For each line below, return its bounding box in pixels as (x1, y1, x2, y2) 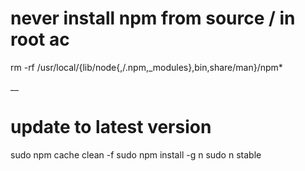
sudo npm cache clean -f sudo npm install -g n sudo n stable (10, 148, 262, 161)
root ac (10, 28, 70, 51)
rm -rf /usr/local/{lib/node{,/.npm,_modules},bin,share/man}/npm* (10, 61, 283, 73)
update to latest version (10, 116, 212, 139)
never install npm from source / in (10, 7, 296, 30)
